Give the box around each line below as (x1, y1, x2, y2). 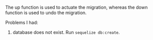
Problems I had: (5, 20, 38, 25)
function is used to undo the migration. (5, 10, 87, 16)
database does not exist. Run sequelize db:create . (12, 29, 120, 35)
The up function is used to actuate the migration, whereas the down (5, 5, 148, 10)
